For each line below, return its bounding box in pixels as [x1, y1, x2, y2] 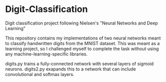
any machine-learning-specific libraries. [5, 51, 88, 57]
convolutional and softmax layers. [5, 71, 74, 77]
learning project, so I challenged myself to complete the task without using [5, 45, 159, 51]
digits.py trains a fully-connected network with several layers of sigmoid [5, 60, 154, 66]
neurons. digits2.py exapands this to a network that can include [5, 66, 136, 72]
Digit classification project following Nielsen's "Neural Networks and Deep [5, 20, 158, 26]
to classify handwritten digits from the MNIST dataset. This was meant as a [5, 40, 160, 46]
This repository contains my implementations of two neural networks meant [5, 35, 161, 41]
